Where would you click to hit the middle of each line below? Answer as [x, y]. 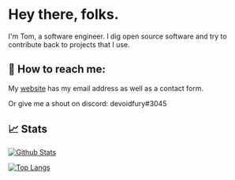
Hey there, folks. [64, 15]
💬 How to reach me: [57, 70]
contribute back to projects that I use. [69, 44]
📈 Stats [28, 129]
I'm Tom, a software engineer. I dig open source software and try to [117, 36]
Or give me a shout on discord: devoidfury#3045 [88, 103]
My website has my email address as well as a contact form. [106, 88]
